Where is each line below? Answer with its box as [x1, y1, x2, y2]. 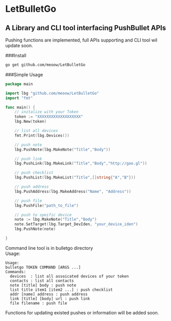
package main [5, 81, 33, 87]
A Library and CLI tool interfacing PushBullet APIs [5, 24, 166, 32]
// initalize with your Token [14, 110, 79, 115]
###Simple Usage [5, 71, 43, 77]
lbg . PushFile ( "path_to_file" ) [14, 203, 79, 208]
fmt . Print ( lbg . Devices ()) [14, 133, 70, 138]
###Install [5, 52, 27, 58]
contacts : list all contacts [10, 278, 74, 283]
